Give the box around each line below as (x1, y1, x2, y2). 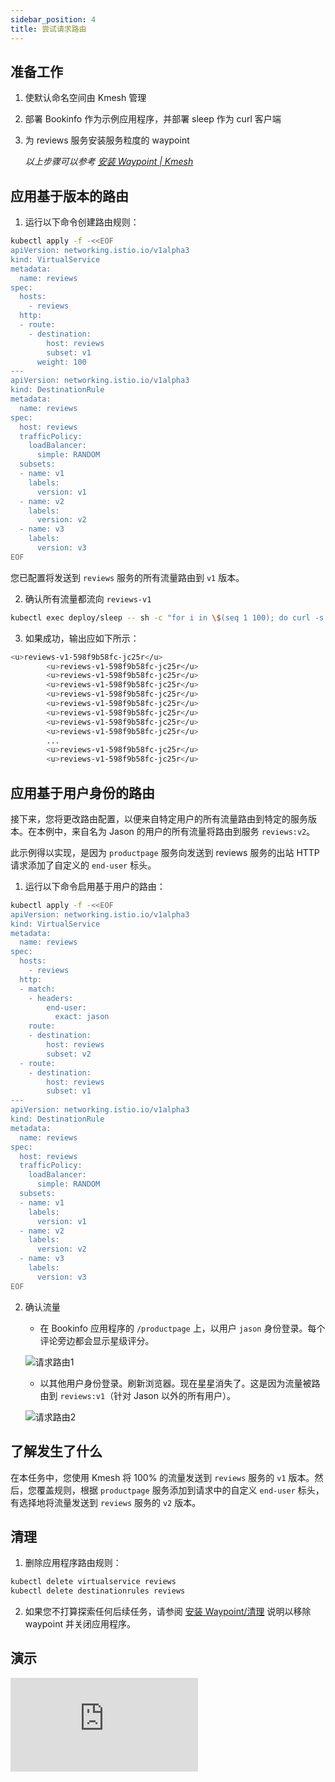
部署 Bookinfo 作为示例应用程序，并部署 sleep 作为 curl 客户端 (24, 113, 282, 125)
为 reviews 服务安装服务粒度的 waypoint (24, 134, 190, 146)
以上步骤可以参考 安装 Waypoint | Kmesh (24, 156, 194, 168)
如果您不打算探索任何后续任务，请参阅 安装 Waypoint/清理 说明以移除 (24, 1606, 312, 1618)
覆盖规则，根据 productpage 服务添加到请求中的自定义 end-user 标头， (36, 1484, 325, 1496)
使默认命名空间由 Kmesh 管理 (24, 92, 147, 104)
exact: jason (54, 1012, 110, 1022)
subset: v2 (46, 1049, 92, 1059)
